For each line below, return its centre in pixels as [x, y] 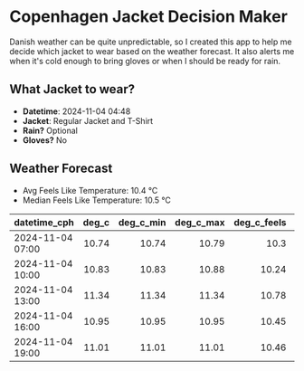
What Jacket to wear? [72, 89]
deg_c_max [200, 222]
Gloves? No [45, 140]
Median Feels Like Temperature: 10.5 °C [97, 200]
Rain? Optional [50, 130]
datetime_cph [44, 222]
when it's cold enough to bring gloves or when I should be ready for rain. [145, 61]
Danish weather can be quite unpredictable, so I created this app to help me [151, 42]
